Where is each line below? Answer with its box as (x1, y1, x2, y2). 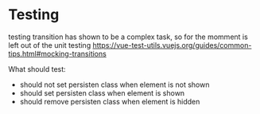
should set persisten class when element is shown (19, 88, 185, 97)
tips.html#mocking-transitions (8, 49, 107, 58)
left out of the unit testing (8, 40, 91, 49)
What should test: (8, 64, 66, 73)
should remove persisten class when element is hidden (19, 96, 200, 106)
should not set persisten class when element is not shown (19, 80, 210, 89)
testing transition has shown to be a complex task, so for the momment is (8, 32, 248, 41)
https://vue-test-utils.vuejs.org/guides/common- (92, 40, 252, 49)
